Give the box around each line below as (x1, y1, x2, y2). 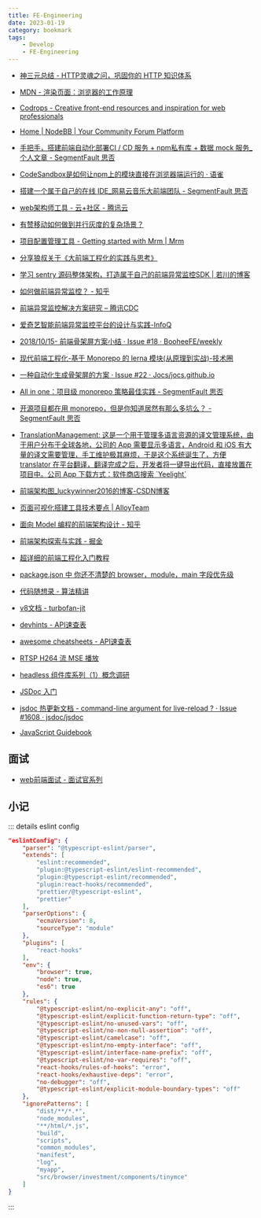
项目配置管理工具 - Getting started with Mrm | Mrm (19, 237, 185, 245)
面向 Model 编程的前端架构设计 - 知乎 (19, 520, 142, 529)
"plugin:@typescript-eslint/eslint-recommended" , (36, 866, 202, 874)
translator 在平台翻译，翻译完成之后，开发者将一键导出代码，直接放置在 (19, 460, 253, 469)
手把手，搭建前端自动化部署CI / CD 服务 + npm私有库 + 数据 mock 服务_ (19, 143, 253, 152)
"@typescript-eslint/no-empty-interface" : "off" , (36, 1042, 202, 1050)
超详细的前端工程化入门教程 (19, 553, 110, 563)
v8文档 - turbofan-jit (19, 603, 86, 612)
